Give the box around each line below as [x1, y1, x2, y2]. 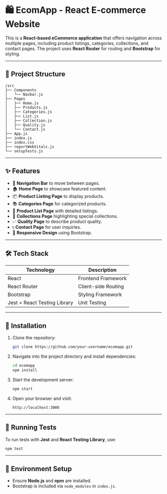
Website [5, 18, 40, 30]
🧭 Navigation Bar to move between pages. [12, 180, 100, 186]
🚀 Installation [5, 322, 47, 330]
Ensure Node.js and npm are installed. [12, 478, 91, 484]
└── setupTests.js [5, 149, 43, 154]
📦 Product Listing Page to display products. [12, 193, 104, 199]
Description [88, 267, 117, 274]
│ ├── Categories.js [5, 109, 52, 114]
